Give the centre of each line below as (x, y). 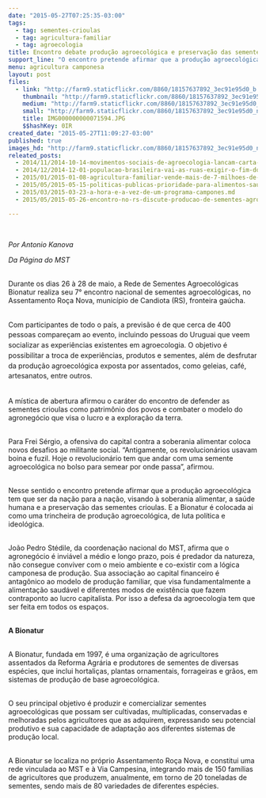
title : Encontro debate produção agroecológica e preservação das (120, 52)
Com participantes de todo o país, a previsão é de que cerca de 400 (120, 325)
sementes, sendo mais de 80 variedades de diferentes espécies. (114, 786)
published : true (35, 141)
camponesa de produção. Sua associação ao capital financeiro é (114, 573)
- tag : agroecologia (49, 45)
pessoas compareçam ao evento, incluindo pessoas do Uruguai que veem (129, 335)
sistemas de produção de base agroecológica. (84, 680)
